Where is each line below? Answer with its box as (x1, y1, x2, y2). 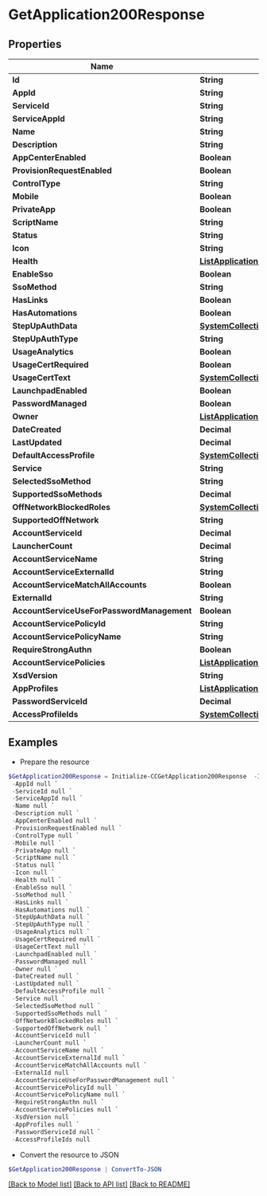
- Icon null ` (11, 869, 56, 877)
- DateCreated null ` (11, 972, 80, 981)
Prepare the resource (19, 757, 90, 767)
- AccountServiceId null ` (11, 1032, 98, 1040)
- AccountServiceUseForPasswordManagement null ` (11, 1076, 176, 1084)
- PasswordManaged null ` (11, 958, 94, 966)
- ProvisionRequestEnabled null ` (11, 824, 123, 832)
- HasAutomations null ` (11, 906, 91, 914)
